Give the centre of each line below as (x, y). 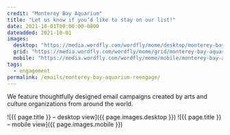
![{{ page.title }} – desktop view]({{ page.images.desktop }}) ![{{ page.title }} (114, 117)
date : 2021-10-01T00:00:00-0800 (53, 26)
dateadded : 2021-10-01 (39, 33)
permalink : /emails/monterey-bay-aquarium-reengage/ (84, 77)
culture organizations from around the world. (70, 104)
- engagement (32, 71)
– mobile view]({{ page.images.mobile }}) (65, 125)
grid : (21, 52)
